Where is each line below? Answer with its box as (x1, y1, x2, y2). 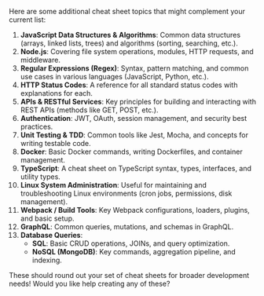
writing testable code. (20, 139, 91, 148)
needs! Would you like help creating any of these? (9, 279, 170, 288)
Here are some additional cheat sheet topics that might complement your (9, 7, 246, 16)
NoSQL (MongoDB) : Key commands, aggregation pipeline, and (31, 247, 236, 256)
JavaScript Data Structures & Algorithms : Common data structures (20, 31, 241, 39)
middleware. (20, 55, 61, 64)
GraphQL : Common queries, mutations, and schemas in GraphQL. (20, 222, 234, 231)
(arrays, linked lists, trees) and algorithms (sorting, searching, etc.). (20, 38, 239, 48)
